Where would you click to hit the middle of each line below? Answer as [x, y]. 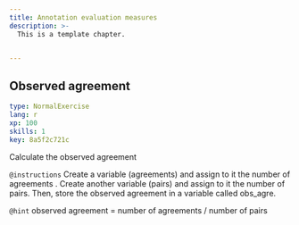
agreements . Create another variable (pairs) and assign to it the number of [147, 183]
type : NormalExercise [50, 107]
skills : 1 [28, 131]
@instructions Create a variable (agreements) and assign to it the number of [150, 174]
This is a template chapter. [71, 34]
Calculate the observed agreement [73, 156]
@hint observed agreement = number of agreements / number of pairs [138, 210]
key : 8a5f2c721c [39, 139]
